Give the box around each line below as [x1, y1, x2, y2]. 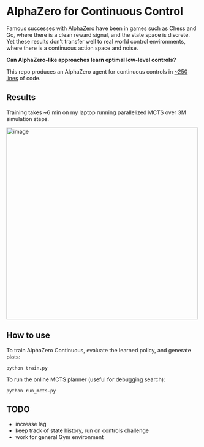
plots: [6, 353, 21, 360]
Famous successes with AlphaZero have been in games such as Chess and [6, 25, 197, 32]
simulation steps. [6, 115, 50, 122]
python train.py [6, 365, 48, 371]
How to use [6, 330, 50, 341]
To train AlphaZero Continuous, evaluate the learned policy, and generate [6, 346, 191, 354]
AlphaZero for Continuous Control [6, 4, 184, 18]
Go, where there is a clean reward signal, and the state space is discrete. [6, 31, 190, 38]
